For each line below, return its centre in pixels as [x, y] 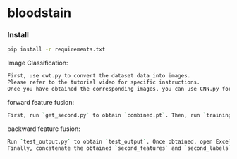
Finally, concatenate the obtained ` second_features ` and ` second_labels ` [120, 148]
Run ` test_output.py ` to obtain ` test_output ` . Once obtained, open [110, 141]
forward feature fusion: [41, 102]
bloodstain [39, 13]
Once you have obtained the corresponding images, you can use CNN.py [113, 89]
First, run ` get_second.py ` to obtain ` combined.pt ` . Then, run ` [107, 115]
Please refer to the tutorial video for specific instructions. [104, 82]
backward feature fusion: [44, 129]
